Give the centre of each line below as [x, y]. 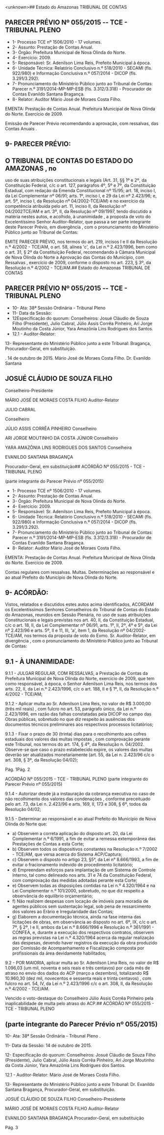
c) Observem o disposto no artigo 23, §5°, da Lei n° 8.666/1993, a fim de [85, 860]
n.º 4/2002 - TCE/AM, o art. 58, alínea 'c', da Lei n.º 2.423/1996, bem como [81, 247]
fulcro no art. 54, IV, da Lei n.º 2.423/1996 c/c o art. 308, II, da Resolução [79, 984]
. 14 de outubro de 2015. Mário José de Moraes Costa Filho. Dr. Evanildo [78, 358]
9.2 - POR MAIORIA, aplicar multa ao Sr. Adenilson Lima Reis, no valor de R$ [82, 963]
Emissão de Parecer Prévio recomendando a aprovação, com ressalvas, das [82, 123]
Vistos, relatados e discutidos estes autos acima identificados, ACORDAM [80, 604]
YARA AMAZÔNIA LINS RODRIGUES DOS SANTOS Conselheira [69, 447]
